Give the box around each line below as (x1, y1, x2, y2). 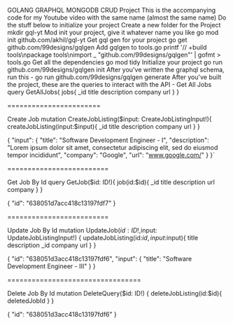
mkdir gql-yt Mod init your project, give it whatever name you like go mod (7, 28, 219, 36)
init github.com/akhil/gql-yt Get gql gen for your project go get (7, 36, 188, 44)
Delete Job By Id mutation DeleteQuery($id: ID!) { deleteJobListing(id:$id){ (7, 289, 223, 297)
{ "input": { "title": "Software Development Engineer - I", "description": (7, 136, 209, 144)
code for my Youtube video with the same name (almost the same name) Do (7, 13, 227, 22)
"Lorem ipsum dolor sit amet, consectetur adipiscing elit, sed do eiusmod (7, 144, 218, 151)
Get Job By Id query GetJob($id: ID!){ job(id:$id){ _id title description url (7, 178, 216, 186)
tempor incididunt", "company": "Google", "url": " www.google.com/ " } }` (7, 151, 216, 159)
